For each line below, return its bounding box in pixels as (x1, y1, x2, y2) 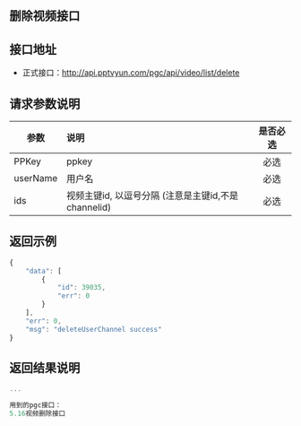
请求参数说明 (9, 96, 81, 111)
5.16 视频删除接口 (9, 409, 65, 419)
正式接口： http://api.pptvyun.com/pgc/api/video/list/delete (21, 67, 240, 78)
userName (13, 172, 58, 185)
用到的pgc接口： (9, 401, 62, 410)
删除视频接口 (9, 8, 81, 24)
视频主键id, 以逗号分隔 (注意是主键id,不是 (65, 189, 239, 202)
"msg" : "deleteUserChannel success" (25, 325, 163, 334)
